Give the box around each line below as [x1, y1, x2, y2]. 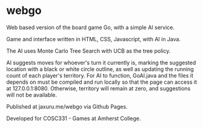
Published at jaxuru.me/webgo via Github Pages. [6, 103, 128, 110]
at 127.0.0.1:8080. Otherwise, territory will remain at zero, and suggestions [6, 84, 191, 92]
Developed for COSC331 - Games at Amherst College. [6, 115, 141, 122]
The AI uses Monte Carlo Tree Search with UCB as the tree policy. [6, 47, 171, 55]
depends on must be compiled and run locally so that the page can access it [6, 78, 197, 86]
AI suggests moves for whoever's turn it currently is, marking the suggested [6, 59, 196, 66]
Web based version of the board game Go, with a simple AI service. [6, 24, 175, 31]
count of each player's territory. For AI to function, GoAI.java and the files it [6, 72, 194, 79]
